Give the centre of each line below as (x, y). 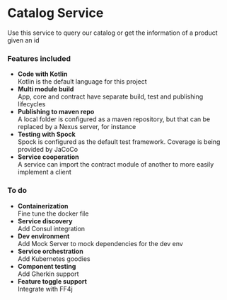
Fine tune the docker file (53, 213)
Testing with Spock (46, 134)
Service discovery (45, 221)
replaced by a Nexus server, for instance (77, 127)
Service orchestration (50, 251)
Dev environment (43, 236)
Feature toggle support (52, 281)
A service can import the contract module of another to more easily (116, 165)
